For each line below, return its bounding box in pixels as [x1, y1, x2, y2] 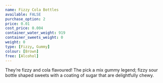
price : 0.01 [5, 21, 30, 26]
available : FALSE [5, 12, 41, 17]
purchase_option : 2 [5, 16, 46, 21]
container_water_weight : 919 [5, 30, 66, 35]
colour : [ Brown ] [5, 49, 39, 54]
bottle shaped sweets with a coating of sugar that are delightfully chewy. [5, 73, 154, 79]
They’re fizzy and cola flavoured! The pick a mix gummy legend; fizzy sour [5, 67, 158, 73]
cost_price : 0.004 [5, 26, 43, 31]
